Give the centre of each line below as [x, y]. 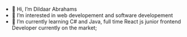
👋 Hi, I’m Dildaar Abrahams [44, 9]
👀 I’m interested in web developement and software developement [92, 15]
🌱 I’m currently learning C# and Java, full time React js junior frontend [96, 21]
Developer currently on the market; [54, 28]
